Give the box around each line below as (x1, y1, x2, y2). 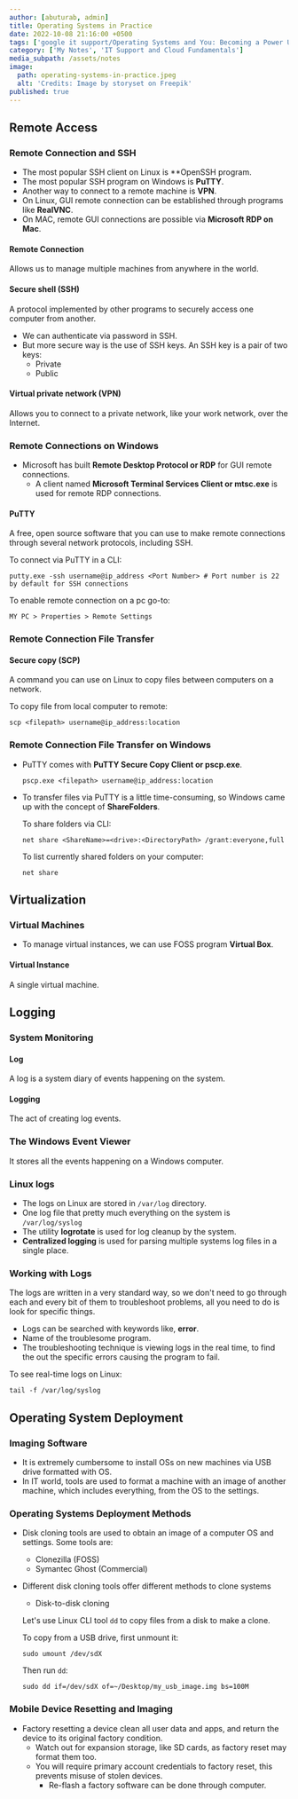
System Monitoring (9, 1031, 94, 1044)
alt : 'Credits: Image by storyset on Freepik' (17, 79, 192, 88)
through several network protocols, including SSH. (9, 538, 193, 548)
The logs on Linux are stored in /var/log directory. (21, 1197, 207, 1208)
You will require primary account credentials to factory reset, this (35, 1761, 273, 1771)
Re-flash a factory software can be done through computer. (48, 1779, 267, 1790)
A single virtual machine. (9, 979, 99, 990)
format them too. (35, 1751, 98, 1762)
